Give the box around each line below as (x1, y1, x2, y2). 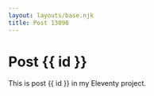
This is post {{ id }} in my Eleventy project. (8, 79, 147, 88)
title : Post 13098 (8, 19, 69, 27)
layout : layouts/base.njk (8, 11, 94, 20)
